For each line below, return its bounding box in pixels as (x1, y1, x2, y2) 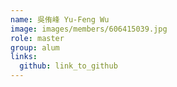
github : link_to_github (19, 61, 118, 71)
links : (10, 52, 38, 62)
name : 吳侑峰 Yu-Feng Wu (10, 14, 110, 25)
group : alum (10, 42, 60, 53)
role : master (10, 33, 65, 43)
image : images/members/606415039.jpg (10, 24, 168, 34)
